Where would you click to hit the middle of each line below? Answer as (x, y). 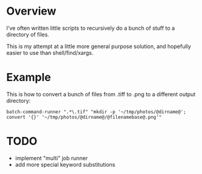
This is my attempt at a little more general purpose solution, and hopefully (99, 46)
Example (29, 78)
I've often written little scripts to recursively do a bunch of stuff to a (91, 28)
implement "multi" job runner (51, 158)
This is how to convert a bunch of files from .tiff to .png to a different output (101, 94)
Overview (31, 11)
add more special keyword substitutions (65, 164)
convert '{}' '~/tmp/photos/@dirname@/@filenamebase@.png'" (84, 117)
